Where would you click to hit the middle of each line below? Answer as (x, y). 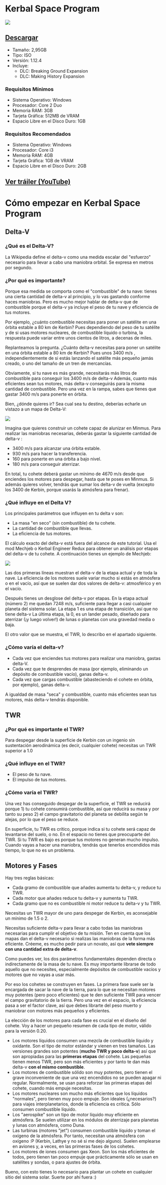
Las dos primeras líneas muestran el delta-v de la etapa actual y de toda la (81, 573)
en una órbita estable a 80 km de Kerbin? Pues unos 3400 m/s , (70, 353)
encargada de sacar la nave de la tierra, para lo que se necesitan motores (80, 989)
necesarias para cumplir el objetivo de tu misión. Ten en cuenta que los (78, 933)
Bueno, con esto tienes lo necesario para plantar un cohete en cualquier (79, 1172)
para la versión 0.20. (26, 1031)
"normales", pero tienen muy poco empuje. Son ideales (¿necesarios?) (84, 1098)
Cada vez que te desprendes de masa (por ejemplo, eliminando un (80, 669)
